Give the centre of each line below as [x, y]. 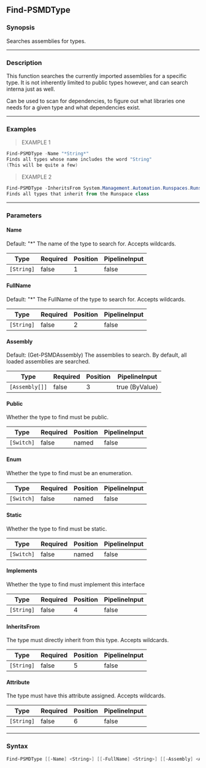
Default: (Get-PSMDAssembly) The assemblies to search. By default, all [97, 355]
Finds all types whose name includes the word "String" [79, 160]
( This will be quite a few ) [42, 165]
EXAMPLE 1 [36, 142]
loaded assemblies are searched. [48, 362]
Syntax [17, 747]
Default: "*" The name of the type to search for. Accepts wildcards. [91, 243]
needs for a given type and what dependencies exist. [74, 107]
